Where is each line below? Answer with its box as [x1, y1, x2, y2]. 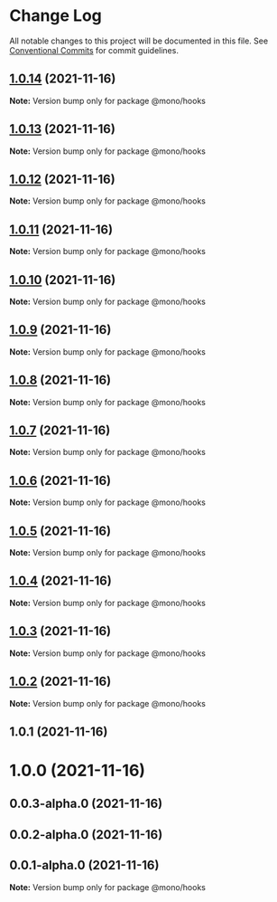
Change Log [9, 5, 102, 26]
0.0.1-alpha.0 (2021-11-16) [9, 858, 160, 873]
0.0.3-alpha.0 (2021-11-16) [9, 796, 163, 812]
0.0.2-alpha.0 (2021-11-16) [9, 827, 163, 842]
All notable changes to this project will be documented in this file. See [9, 35, 269, 46]
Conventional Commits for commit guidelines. [9, 44, 179, 55]
